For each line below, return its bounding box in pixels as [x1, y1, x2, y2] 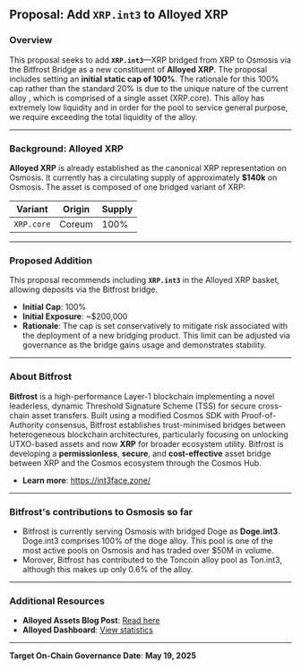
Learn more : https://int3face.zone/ [21, 475, 151, 485]
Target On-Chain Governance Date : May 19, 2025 [9, 650, 197, 661]
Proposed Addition [9, 254, 92, 267]
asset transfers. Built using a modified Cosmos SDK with [30, 409, 240, 420]
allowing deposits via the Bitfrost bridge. [9, 284, 159, 295]
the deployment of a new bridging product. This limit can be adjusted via [21, 331, 291, 341]
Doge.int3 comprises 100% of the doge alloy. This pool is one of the [21, 535, 273, 545]
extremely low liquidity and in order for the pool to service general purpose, [9, 102, 288, 113]
